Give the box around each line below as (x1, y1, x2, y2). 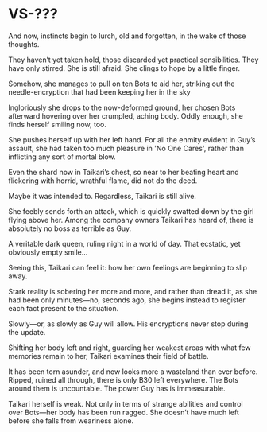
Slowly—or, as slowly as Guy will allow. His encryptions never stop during (8, 319, 249, 329)
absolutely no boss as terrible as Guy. (8, 224, 132, 233)
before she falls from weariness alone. (8, 415, 133, 426)
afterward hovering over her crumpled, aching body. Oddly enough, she (8, 111, 244, 120)
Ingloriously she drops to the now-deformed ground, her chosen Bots (8, 103, 236, 112)
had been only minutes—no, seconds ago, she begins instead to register (8, 295, 246, 305)
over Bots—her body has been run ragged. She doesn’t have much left (8, 407, 240, 417)
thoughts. (8, 39, 40, 49)
